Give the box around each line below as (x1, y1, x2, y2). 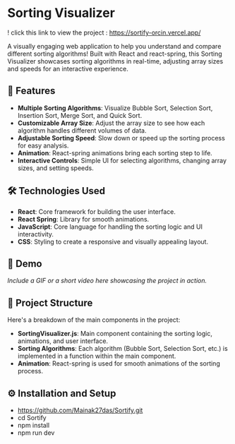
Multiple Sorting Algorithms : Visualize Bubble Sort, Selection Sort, (17, 104, 213, 112)
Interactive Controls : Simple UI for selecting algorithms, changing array (17, 156, 227, 164)
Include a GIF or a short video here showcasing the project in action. (7, 277, 207, 285)
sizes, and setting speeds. (17, 164, 94, 172)
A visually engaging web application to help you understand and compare (7, 42, 222, 50)
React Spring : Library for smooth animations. (17, 215, 150, 223)
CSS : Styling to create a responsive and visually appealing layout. (17, 237, 209, 246)
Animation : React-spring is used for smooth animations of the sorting (17, 359, 220, 368)
